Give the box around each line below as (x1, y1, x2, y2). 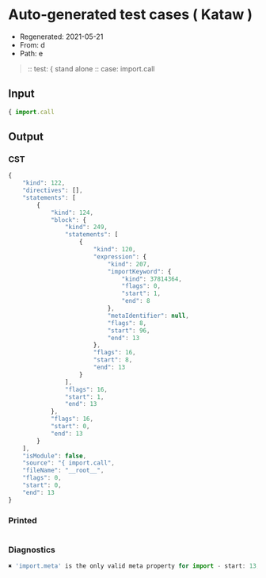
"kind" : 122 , (22, 179, 66, 187)
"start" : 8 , (93, 356, 133, 364)
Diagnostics (8, 544, 55, 555)
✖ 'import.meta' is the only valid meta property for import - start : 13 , (8, 562, 260, 570)
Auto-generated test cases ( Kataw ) (8, 6, 253, 24)
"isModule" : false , (22, 452, 87, 460)
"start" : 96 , (107, 327, 150, 335)
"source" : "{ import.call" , (22, 459, 115, 467)
